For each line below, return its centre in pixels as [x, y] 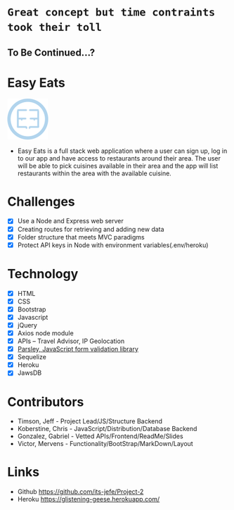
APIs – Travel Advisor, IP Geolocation [71, 341]
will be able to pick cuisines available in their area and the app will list [118, 166]
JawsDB [30, 373]
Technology [43, 274]
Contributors [46, 402]
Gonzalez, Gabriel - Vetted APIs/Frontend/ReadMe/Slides [100, 436]
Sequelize [32, 357]
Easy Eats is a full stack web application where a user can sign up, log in [122, 151]
